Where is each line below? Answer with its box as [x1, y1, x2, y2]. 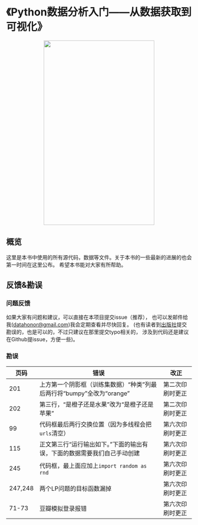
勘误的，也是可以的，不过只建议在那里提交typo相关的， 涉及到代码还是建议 [6, 328, 189, 335]
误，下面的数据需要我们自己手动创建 [39, 449, 140, 457]
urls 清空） [39, 429, 70, 437]
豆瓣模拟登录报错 [39, 504, 87, 513]
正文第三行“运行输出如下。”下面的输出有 [39, 440, 148, 448]
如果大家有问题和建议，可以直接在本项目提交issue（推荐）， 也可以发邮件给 [6, 314, 189, 321]
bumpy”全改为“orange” [65, 389, 130, 397]
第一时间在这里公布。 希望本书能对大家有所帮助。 [6, 261, 127, 268]
